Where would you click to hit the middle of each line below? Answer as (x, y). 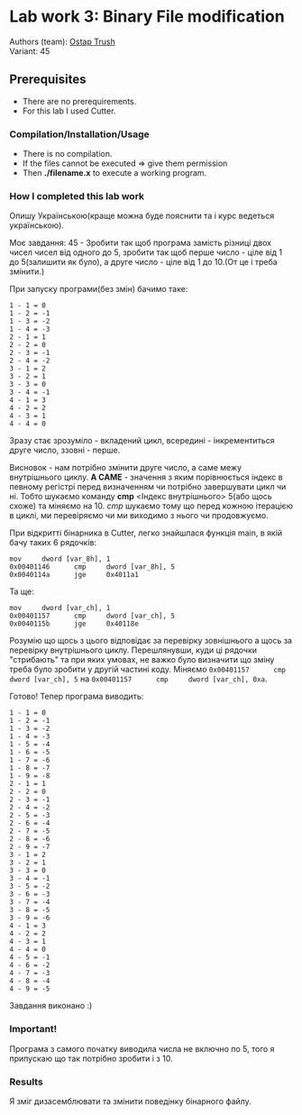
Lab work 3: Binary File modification (147, 17)
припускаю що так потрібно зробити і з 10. (91, 1058)
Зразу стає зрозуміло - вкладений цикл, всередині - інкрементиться (142, 441)
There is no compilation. (67, 154)
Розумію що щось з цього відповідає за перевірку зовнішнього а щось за (151, 641)
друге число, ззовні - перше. (65, 450)
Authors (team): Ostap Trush (62, 41)
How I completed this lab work (77, 196)
